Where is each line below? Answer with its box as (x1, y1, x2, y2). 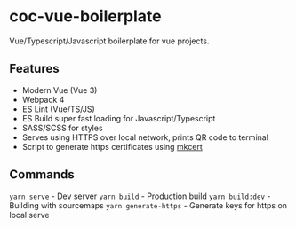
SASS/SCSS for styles (21, 122, 104, 133)
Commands (9, 167, 76, 183)
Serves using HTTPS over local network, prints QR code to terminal (21, 131, 269, 143)
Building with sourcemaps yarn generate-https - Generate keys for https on (9, 200, 287, 210)
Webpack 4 (21, 94, 65, 105)
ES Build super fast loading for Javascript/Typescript (21, 113, 216, 123)
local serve (9, 209, 50, 220)
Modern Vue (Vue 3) (21, 84, 98, 95)
